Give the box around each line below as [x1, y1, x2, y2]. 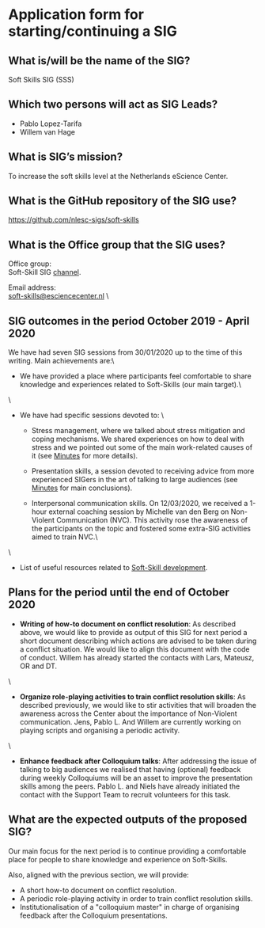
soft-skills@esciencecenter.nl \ [8, 291, 109, 301]
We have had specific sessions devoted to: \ [19, 410, 165, 420]
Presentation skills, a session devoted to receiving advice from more [31, 466, 255, 476]
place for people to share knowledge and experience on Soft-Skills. [8, 854, 228, 864]
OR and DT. [19, 661, 58, 671]
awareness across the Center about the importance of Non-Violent [19, 709, 237, 718]
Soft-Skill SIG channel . [8, 268, 81, 277]
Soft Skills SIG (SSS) [8, 75, 75, 84]
